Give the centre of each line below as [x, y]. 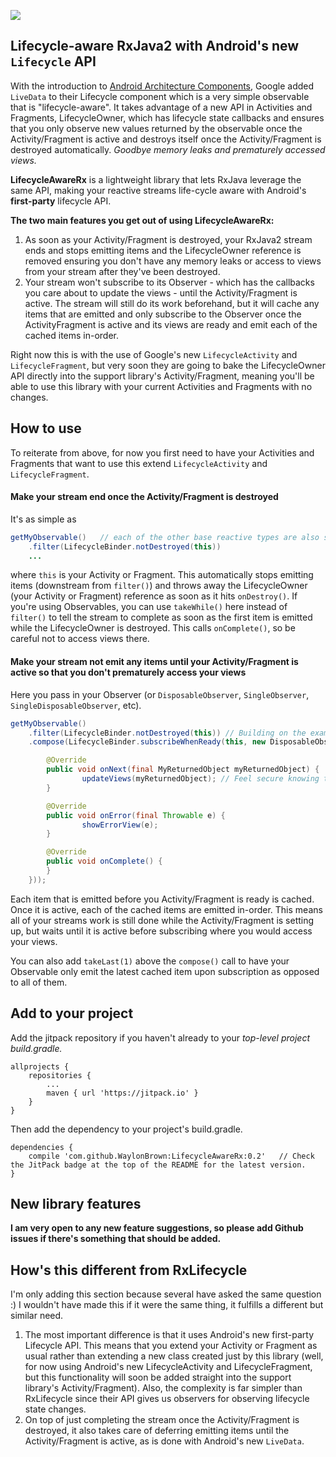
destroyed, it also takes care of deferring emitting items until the [157, 1431]
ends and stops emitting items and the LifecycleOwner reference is [163, 250]
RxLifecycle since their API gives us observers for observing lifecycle [167, 1399]
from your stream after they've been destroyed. [122, 271]
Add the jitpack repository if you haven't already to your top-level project [160, 1037]
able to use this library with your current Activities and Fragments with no [161, 386]
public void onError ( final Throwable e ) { [136, 815]
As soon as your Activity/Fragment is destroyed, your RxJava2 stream [168, 239]
